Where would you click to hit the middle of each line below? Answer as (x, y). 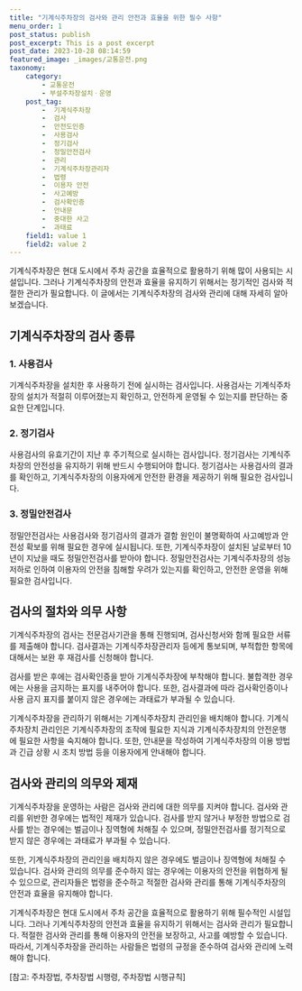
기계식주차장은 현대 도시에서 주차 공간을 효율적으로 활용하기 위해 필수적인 (138, 913)
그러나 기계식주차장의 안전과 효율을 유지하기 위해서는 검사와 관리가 (145, 924)
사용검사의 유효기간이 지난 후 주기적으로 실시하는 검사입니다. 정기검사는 (134, 454)
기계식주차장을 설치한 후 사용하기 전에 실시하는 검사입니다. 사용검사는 (131, 385)
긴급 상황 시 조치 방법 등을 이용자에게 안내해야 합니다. (112, 752)
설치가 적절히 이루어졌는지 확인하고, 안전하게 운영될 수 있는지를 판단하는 (152, 396)
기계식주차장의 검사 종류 (72, 336)
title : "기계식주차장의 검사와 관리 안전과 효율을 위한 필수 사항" (116, 18)
